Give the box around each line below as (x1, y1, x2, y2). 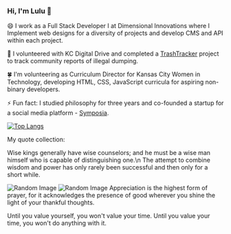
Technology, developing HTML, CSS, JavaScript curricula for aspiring (7, 78, 204, 86)
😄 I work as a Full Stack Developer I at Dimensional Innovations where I (7, 22, 210, 30)
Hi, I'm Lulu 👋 (7, 6, 52, 16)
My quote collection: (7, 135, 65, 143)
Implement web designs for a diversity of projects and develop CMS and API (7, 29, 223, 37)
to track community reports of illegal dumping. (7, 57, 139, 65)
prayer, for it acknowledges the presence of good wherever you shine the (7, 191, 216, 200)
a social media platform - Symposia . (7, 109, 109, 117)
